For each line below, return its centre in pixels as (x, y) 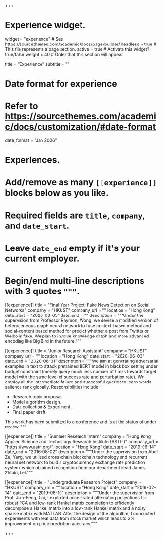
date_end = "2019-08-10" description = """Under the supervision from (84, 493)
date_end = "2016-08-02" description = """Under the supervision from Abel (81, 452)
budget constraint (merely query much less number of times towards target (81, 371)
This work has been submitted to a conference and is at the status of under (81, 422)
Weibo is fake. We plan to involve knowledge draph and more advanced (77, 336)
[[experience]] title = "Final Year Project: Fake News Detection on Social (77, 305)
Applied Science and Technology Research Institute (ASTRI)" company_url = (82, 441)
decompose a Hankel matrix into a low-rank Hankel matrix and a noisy (76, 508)
